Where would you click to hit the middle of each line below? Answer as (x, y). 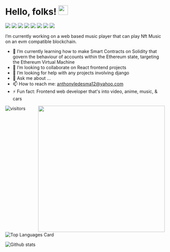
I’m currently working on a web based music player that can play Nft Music (83, 36)
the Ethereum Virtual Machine (44, 62)
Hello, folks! (31, 12)
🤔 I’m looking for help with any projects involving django (71, 73)
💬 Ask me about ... (32, 78)
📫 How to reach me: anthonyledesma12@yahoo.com (68, 84)
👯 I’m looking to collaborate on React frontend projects (69, 67)
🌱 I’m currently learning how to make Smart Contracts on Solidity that (85, 51)
